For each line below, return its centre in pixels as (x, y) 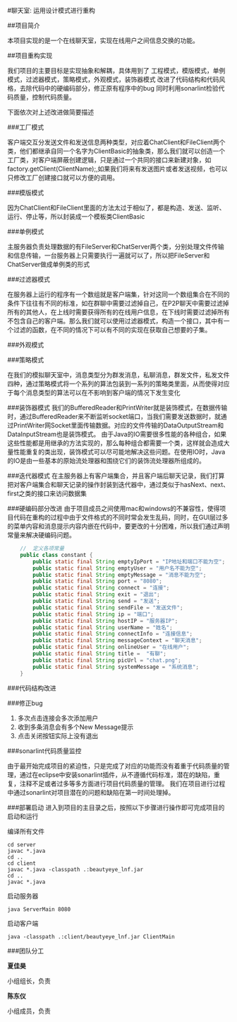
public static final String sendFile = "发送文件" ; (108, 607)
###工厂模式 (26, 127)
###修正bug (25, 703)
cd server (22, 844)
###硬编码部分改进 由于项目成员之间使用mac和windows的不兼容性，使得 (114, 509)
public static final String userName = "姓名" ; (103, 627)
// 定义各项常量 (42, 549)
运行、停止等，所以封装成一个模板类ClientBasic (76, 217)
